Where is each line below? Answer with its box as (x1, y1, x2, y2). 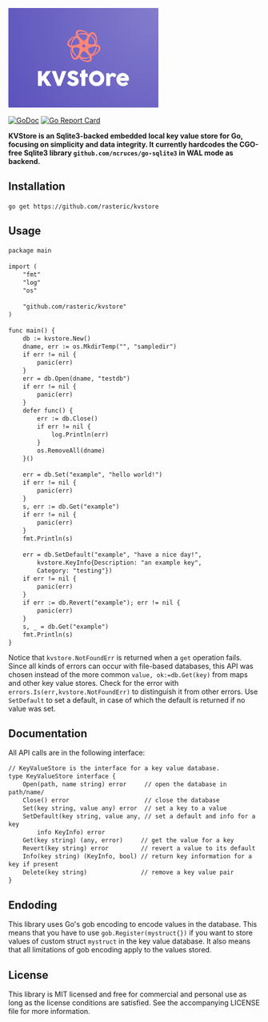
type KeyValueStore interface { (8, 772, 116, 780)
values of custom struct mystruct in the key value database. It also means (8, 936, 250, 946)
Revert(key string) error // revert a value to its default (22, 844, 256, 852)
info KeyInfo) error (37, 828, 106, 836)
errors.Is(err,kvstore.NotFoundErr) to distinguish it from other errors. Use (8, 687, 258, 696)
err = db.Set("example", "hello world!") (22, 471, 162, 479)
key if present (8, 860, 59, 868)
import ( (8, 263, 38, 271)
